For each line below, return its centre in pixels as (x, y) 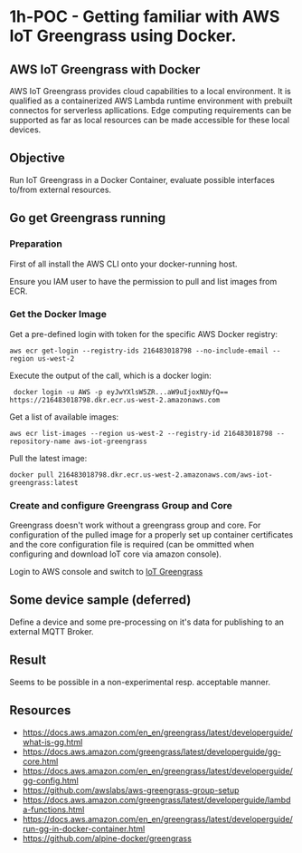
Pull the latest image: (48, 458)
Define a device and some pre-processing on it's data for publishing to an (147, 622)
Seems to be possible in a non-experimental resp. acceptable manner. (140, 682)
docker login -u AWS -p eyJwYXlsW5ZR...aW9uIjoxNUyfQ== (121, 392)
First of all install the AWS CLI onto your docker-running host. (123, 264)
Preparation (36, 244)
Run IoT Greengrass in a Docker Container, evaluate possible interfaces (142, 179)
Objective (38, 158)
